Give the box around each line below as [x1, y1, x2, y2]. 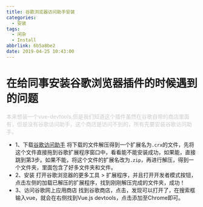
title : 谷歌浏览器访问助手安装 [6, 8, 75, 15]
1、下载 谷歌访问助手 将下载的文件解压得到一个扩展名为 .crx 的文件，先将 [15, 141, 195, 148]
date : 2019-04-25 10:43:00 [6, 49, 75, 55]
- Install [12, 37, 36, 43]
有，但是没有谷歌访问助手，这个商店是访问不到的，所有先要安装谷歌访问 [6, 120, 187, 127]
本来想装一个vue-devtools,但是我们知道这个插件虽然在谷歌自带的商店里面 [6, 113, 190, 120]
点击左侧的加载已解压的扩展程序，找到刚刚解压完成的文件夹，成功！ [15, 178, 185, 186]
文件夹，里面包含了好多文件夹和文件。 [20, 163, 116, 171]
